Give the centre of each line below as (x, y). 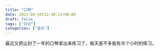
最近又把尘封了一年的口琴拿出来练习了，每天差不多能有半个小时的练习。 (81, 43)
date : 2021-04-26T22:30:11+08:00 (41, 14)
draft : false (19, 19)
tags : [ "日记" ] (21, 24)
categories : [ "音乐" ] (27, 28)
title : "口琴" (20, 10)
